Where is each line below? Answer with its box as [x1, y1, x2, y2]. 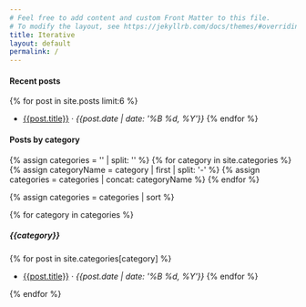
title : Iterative [9, 30, 76, 39]
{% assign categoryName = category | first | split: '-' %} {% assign [9, 164, 260, 175]
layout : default [9, 38, 71, 48]
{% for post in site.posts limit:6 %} [9, 96, 138, 107]
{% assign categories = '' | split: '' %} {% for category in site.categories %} [9, 154, 292, 165]
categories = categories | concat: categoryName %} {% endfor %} [9, 174, 260, 185]
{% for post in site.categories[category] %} [9, 252, 172, 264]
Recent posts [9, 75, 61, 87]
